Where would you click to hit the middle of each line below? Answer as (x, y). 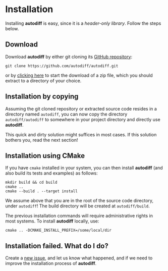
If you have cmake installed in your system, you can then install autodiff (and (84, 168)
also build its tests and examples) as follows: (52, 173)
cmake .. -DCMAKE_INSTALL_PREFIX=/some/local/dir (59, 231)
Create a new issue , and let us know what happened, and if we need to (79, 258)
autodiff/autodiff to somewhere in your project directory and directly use (83, 119)
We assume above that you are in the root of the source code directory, (79, 201)
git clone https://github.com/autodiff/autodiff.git (62, 66)
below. (12, 28)
